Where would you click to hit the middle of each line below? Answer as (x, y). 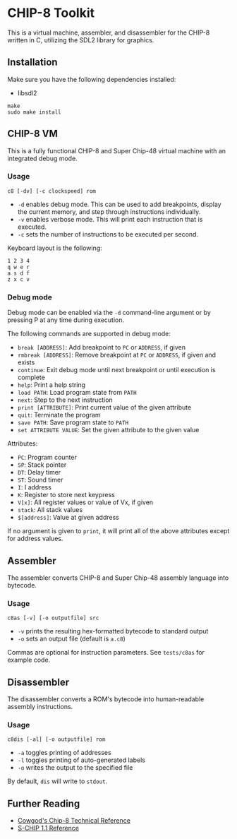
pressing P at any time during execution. (66, 320)
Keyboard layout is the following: (55, 248)
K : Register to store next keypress (66, 495)
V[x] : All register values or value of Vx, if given (85, 502)
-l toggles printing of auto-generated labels (81, 760)
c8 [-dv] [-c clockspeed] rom (52, 191)
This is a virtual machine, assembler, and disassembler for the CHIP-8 (109, 32)
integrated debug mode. (42, 158)
